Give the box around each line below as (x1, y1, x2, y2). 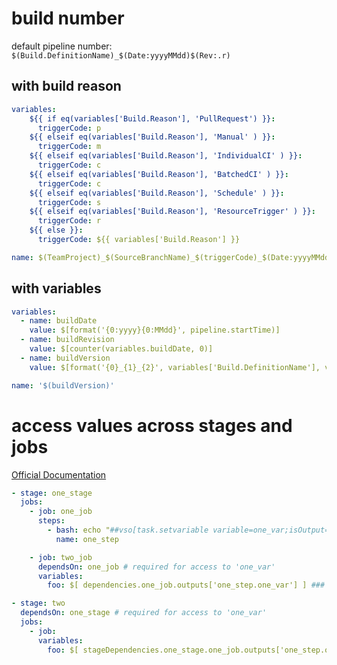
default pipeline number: (11, 40, 113, 52)
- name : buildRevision (20, 335, 115, 345)
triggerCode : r (37, 216, 102, 226)
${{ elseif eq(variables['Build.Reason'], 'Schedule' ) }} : (29, 188, 285, 198)
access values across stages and (11, 414, 293, 437)
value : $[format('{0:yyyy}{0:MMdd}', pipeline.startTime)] (29, 325, 281, 336)
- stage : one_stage (11, 488, 93, 498)
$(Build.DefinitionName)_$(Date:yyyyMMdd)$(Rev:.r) (11, 50, 231, 61)
